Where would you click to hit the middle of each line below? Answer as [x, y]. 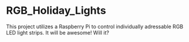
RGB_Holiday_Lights [56, 11]
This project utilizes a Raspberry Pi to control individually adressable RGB [95, 26]
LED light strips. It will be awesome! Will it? [58, 32]
